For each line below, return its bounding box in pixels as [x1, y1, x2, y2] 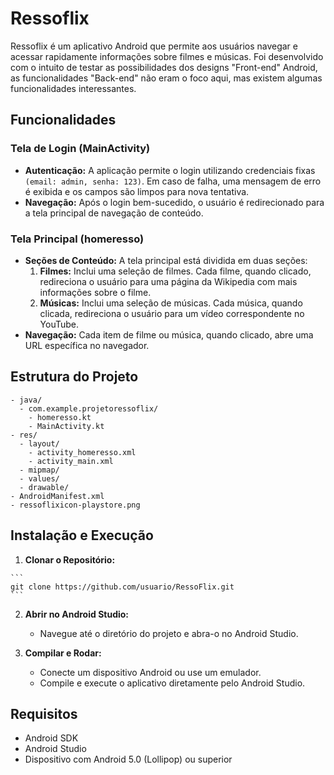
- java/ [10, 395, 43, 405]
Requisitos [10, 705, 78, 722]
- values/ [19, 473, 60, 484]
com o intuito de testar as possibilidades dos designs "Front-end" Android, [10, 61, 318, 73]
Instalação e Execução [10, 527, 154, 544]
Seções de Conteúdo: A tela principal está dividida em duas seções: [24, 254, 308, 266]
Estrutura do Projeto [10, 368, 139, 386]
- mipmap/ [19, 465, 60, 475]
